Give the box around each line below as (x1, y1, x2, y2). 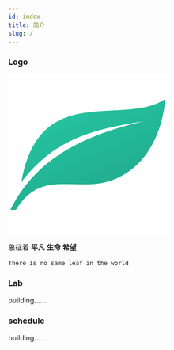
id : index (8, 13, 41, 21)
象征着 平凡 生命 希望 (8, 242, 77, 252)
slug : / (8, 29, 34, 37)
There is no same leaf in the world (8, 259, 129, 267)
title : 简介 (8, 21, 45, 29)
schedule (8, 315, 45, 326)
